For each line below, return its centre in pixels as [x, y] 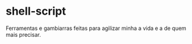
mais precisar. [23, 34]
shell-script [36, 11]
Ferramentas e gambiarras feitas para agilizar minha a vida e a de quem [96, 28]
